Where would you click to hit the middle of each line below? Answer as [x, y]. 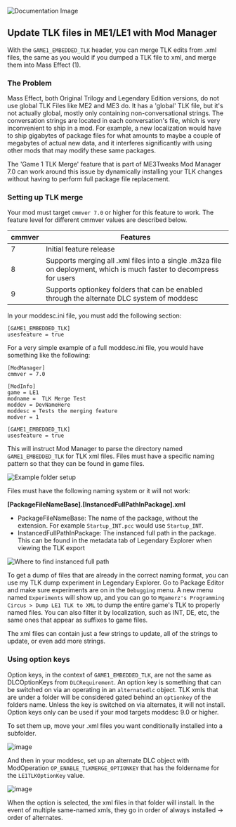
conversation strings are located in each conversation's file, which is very [114, 121]
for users [60, 278]
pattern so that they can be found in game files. [76, 464]
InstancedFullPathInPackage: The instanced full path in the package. [117, 533]
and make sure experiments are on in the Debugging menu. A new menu [110, 590]
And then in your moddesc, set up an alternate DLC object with [98, 760]
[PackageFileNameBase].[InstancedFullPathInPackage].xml [97, 504]
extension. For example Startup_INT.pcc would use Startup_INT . [110, 526]
